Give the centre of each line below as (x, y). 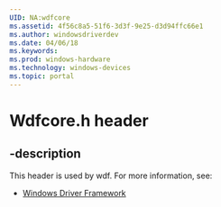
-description (45, 154)
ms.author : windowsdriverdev (64, 34)
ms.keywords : (34, 51)
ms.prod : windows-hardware (60, 59)
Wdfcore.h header (79, 120)
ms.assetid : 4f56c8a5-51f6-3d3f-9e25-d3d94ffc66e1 (106, 26)
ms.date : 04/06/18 (44, 43)
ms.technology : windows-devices (70, 68)
